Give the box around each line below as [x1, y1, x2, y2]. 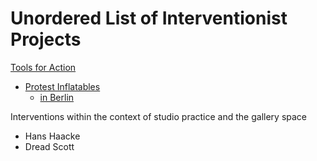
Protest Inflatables [24, 80, 101, 92]
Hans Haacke [24, 130, 81, 142]
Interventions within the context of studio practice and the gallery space [10, 110, 308, 122]
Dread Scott [24, 140, 75, 152]
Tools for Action [10, 61, 77, 73]
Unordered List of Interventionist [10, 7, 288, 30]
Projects [10, 28, 82, 51]
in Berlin [39, 91, 75, 103]
